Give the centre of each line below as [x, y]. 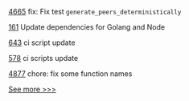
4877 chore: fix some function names [70, 74]
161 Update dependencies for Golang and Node [87, 27]
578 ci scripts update [43, 58]
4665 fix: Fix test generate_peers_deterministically [95, 12]
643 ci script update [42, 42]
